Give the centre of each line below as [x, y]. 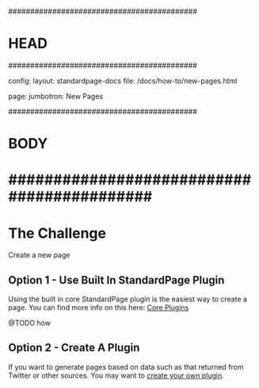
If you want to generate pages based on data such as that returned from [126, 367]
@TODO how [30, 323]
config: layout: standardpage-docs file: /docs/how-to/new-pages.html [123, 81]
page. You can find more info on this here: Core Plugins [99, 308]
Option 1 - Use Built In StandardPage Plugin [116, 280]
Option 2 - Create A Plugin [74, 348]
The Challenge [57, 233]
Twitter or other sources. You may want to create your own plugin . [116, 375]
